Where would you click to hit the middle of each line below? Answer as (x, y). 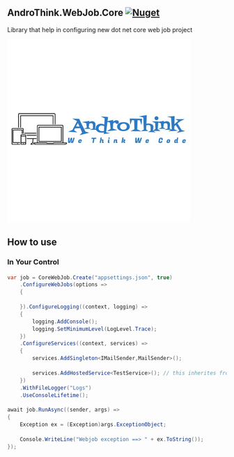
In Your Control (33, 262)
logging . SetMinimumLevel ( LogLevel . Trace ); (95, 329)
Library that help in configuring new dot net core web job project (100, 29)
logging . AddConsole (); (65, 322)
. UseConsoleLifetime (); (54, 395)
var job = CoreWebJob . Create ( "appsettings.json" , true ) (90, 277)
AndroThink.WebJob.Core (65, 13)
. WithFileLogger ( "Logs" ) (56, 388)
